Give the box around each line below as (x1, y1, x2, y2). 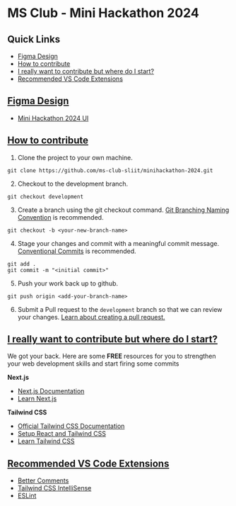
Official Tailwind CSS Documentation (17, 422, 125, 430)
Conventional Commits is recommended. (17, 247, 136, 255)
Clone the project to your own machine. (17, 153, 133, 162)
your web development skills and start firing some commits (7, 359, 179, 368)
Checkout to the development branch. (17, 179, 129, 188)
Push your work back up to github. (17, 279, 119, 288)
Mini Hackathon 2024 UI (17, 113, 89, 122)
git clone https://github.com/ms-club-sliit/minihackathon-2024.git (7, 167, 213, 174)
